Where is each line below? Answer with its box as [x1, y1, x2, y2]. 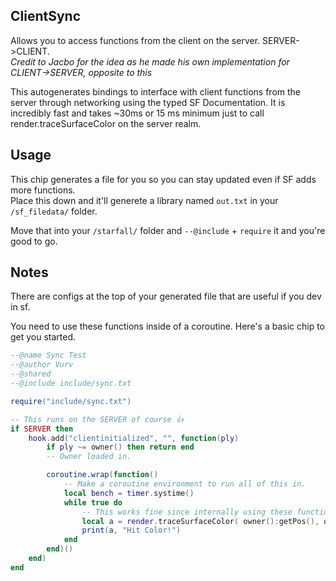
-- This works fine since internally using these [81, 507, 293, 517]
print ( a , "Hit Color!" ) [81, 525, 182, 536]
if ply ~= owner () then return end [46, 442, 195, 453]
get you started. [10, 331, 77, 343]
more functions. [10, 184, 76, 196]
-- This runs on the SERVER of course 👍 [10, 414, 184, 424]
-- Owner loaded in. [46, 452, 132, 462]
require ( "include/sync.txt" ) [10, 396, 132, 406]
